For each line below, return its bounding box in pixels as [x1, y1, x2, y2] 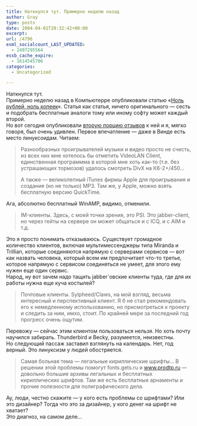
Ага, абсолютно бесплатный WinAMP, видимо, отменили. [6, 200, 151, 207]
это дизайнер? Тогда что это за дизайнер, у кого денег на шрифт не [6, 401, 177, 408]
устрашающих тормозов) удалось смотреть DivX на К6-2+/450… [20, 165, 185, 172]
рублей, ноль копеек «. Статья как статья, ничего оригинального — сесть [6, 103, 191, 110]
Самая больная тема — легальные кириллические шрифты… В [20, 358, 179, 365]
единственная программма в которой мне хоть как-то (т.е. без [20, 158, 179, 165]
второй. [6, 116, 25, 123]
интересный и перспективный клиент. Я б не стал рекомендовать [20, 297, 186, 304]
